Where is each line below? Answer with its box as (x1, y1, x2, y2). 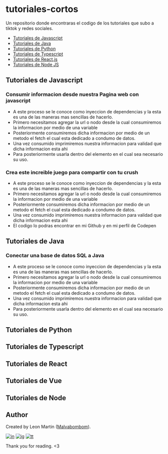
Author (5, 411, 28, 419)
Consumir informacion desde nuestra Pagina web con (5, 91, 139, 98)
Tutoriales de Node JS (12, 61, 59, 67)
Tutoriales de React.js (12, 56, 58, 62)
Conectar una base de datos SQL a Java (5, 252, 104, 259)
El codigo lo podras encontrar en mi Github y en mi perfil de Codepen (12, 222, 156, 228)
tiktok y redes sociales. (5, 25, 53, 31)
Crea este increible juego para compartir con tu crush (5, 169, 138, 176)
